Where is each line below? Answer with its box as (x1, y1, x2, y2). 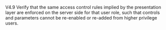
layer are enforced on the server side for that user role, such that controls (5, 9, 160, 15)
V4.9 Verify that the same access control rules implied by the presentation (5, 4, 161, 10)
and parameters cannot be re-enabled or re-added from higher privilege (5, 15, 157, 20)
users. (5, 20, 19, 26)
